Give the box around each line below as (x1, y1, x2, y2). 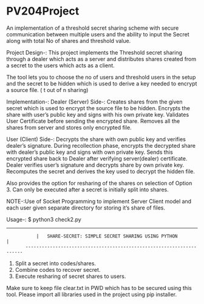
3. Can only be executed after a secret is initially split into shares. (6, 186, 169, 193)
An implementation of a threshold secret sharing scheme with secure (6, 24, 179, 31)
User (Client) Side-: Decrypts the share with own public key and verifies (6, 135, 186, 143)
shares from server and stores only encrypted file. (6, 124, 132, 131)
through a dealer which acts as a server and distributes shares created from (6, 55, 197, 62)
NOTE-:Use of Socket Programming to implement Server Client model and (6, 197, 192, 205)
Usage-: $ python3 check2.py (6, 216, 82, 223)
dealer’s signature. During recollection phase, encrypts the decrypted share (6, 142, 196, 149)
